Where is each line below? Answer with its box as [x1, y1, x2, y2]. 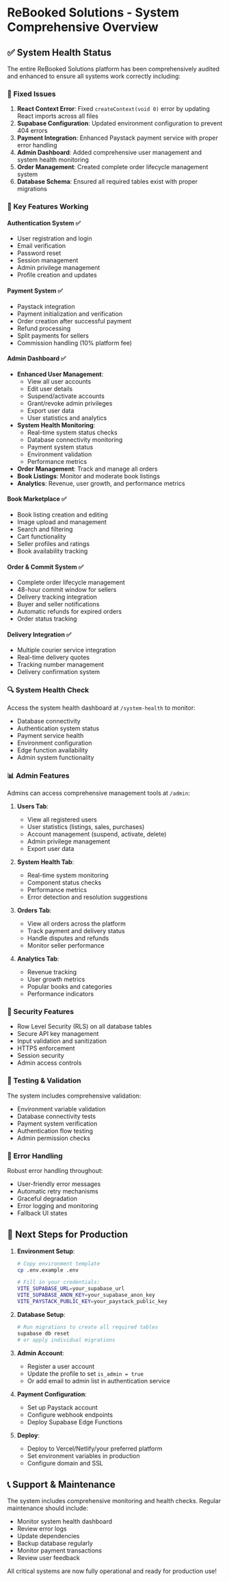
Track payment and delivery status [27, 927, 125, 935]
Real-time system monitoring [27, 872, 109, 880]
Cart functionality [16, 532, 66, 541]
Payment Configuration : [16, 1389, 87, 1398]
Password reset [16, 249, 62, 258]
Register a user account [27, 1362, 94, 1370]
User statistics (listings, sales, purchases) [27, 823, 145, 831]
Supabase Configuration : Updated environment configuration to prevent [16, 119, 223, 127]
